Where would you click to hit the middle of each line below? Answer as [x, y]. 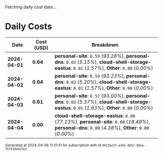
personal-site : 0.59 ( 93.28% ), [90, 56]
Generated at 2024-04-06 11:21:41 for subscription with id [53, 145]
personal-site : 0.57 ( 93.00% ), [90, 96]
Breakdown [105, 44]
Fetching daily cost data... [31, 7]
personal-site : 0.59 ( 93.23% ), [90, 76]
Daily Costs [29, 27]
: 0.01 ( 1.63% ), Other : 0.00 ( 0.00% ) [112, 108]
